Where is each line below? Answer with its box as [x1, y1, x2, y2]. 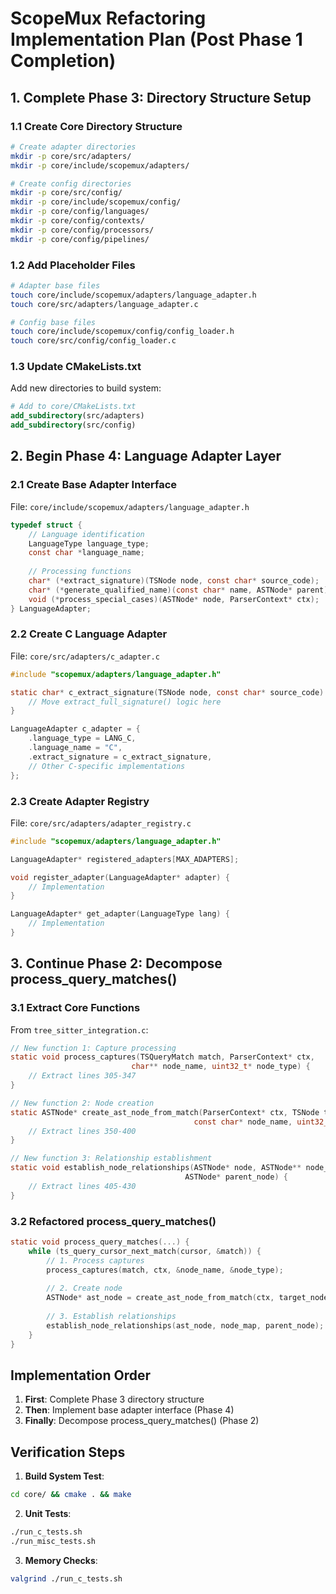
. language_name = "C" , [28, 743, 123, 753]
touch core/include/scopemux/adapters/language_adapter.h [10, 290, 257, 300]
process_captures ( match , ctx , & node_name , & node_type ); [46, 1265, 284, 1275]
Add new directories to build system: [10, 382, 162, 394]
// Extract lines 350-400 [28, 1126, 137, 1136]
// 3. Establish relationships [46, 1311, 177, 1321]
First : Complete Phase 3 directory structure [24, 1393, 205, 1406]
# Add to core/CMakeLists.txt [10, 402, 137, 412]
